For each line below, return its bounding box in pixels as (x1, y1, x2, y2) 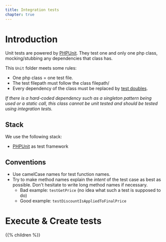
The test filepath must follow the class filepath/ (12, 80, 109, 86)
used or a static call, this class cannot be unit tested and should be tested (5, 101, 158, 107)
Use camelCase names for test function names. (12, 171, 111, 177)
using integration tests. (5, 106, 52, 112)
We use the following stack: (5, 134, 62, 140)
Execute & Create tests (5, 215, 102, 227)
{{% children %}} (5, 232, 41, 238)
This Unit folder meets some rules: (5, 65, 77, 71)
